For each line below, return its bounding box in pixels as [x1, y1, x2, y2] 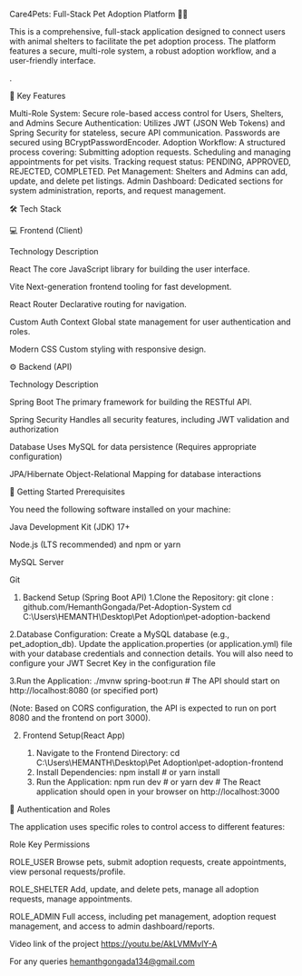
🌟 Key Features [9, 91, 66, 101]
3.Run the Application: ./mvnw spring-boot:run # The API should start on [9, 675, 280, 686]
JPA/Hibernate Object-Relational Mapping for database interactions [9, 469, 261, 479]
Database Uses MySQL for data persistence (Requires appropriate [9, 442, 257, 452]
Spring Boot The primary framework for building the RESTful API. [9, 396, 252, 407]
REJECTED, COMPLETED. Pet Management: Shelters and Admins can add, [9, 166, 288, 176]
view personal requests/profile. [9, 866, 126, 877]
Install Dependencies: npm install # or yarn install [35, 767, 220, 777]
